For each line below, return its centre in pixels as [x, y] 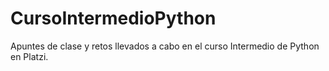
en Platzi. [29, 56]
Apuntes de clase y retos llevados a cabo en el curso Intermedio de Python [165, 46]
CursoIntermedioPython [113, 18]
